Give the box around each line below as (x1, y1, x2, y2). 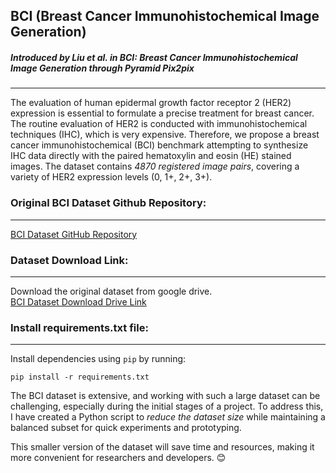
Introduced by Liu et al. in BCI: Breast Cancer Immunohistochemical (10, 51, 298, 63)
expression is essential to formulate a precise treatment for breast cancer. (10, 107, 315, 119)
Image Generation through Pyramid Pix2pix (10, 62, 195, 74)
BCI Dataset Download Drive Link (10, 295, 147, 308)
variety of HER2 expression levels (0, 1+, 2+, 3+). (10, 171, 213, 183)
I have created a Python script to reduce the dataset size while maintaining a (10, 411, 326, 423)
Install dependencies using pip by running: (10, 353, 187, 365)
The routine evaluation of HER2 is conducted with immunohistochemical (10, 118, 308, 130)
